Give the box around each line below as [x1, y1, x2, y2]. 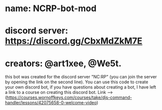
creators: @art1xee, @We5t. [5, 58, 122, 69]
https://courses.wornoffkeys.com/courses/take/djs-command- [6, 94, 132, 100]
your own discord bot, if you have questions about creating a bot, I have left [5, 84, 156, 90]
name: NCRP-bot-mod [5, 3, 97, 14]
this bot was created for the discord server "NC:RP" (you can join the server [5, 74, 157, 80]
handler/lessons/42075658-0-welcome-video [5, 100, 97, 106]
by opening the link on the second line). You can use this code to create [5, 79, 148, 85]
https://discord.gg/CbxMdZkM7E [5, 36, 143, 47]
